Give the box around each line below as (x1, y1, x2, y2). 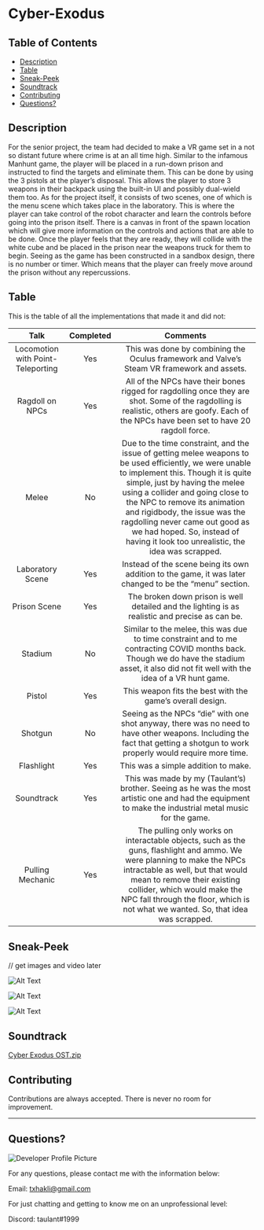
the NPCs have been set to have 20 (120, 414, 251, 425)
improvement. (8, 1103, 53, 1112)
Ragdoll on (16, 395, 57, 406)
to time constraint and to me (133, 633, 237, 644)
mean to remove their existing (130, 874, 241, 885)
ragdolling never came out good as (121, 516, 250, 527)
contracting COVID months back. (124, 643, 247, 654)
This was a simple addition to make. (119, 760, 251, 771)
